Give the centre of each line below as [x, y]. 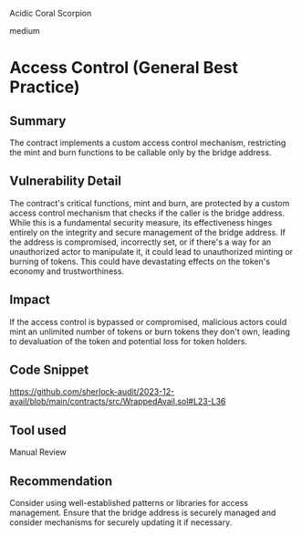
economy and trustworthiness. [67, 271]
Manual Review [38, 452]
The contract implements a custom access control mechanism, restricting [148, 142]
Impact [30, 300]
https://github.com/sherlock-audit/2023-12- [92, 392]
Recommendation [61, 481]
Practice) [45, 87]
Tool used [38, 430]
